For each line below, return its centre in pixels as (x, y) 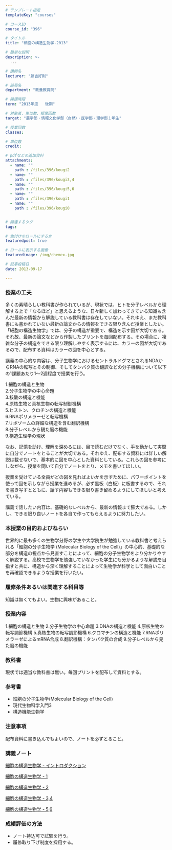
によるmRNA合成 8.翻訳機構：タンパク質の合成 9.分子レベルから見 (93, 639)
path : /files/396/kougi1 (42, 199)
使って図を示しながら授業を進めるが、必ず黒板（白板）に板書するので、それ (86, 483)
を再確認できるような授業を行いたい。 (46, 573)
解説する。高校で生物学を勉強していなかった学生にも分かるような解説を (86, 560)
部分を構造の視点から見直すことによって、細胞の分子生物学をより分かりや (83, 553)
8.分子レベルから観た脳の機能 (37, 429)
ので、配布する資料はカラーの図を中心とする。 (59, 349)
